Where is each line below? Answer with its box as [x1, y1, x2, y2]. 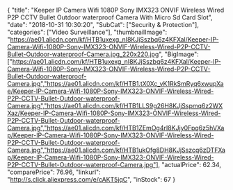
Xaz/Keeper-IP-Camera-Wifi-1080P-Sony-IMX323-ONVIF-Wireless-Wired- [7, 109, 221, 117]
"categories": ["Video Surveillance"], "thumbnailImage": [7, 28, 168, 36]
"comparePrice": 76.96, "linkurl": [7, 168, 101, 176]
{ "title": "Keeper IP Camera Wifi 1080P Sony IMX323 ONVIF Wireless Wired [7, 6, 225, 14]
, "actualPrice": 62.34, [158, 161, 221, 169]
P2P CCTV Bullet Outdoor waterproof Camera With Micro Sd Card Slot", [7, 13, 214, 21]
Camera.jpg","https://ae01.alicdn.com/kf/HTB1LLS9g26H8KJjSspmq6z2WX [7, 102, 223, 110]
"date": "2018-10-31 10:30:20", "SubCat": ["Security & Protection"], [7, 21, 200, 28]
